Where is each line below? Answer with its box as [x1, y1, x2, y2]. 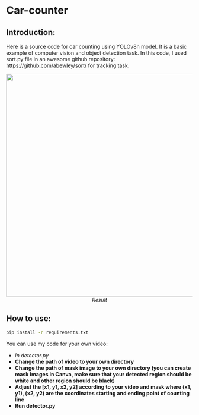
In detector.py [14, 351, 49, 359]
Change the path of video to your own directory [14, 358, 134, 365]
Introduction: [6, 27, 56, 37]
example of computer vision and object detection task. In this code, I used [6, 49, 187, 56]
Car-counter [6, 4, 69, 17]
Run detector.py [14, 402, 56, 409]
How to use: [6, 313, 52, 324]
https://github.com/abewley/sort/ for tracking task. [6, 62, 130, 69]
